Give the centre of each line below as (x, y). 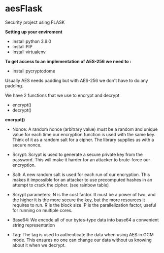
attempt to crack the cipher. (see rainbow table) (61, 185)
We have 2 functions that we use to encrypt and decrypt (62, 95)
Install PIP (22, 46)
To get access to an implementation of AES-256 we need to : (68, 61)
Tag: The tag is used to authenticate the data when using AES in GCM (83, 234)
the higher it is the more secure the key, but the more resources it (79, 200)
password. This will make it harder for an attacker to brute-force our (81, 160)
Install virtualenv (29, 52)
